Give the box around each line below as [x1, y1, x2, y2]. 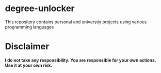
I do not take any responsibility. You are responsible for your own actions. [5, 57, 156, 63]
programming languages [5, 24, 54, 29]
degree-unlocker [5, 3, 75, 14]
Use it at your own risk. [5, 62, 52, 68]
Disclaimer [5, 41, 49, 52]
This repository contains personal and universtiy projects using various [5, 19, 147, 25]
